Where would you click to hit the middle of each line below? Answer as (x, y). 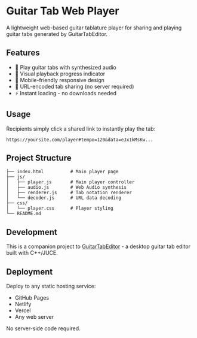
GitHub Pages (32, 298)
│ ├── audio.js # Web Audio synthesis (67, 188)
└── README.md (24, 214)
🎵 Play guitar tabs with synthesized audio (65, 67)
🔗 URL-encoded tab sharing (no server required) (74, 86)
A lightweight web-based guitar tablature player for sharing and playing (94, 28)
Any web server (34, 317)
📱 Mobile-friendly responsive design (59, 80)
